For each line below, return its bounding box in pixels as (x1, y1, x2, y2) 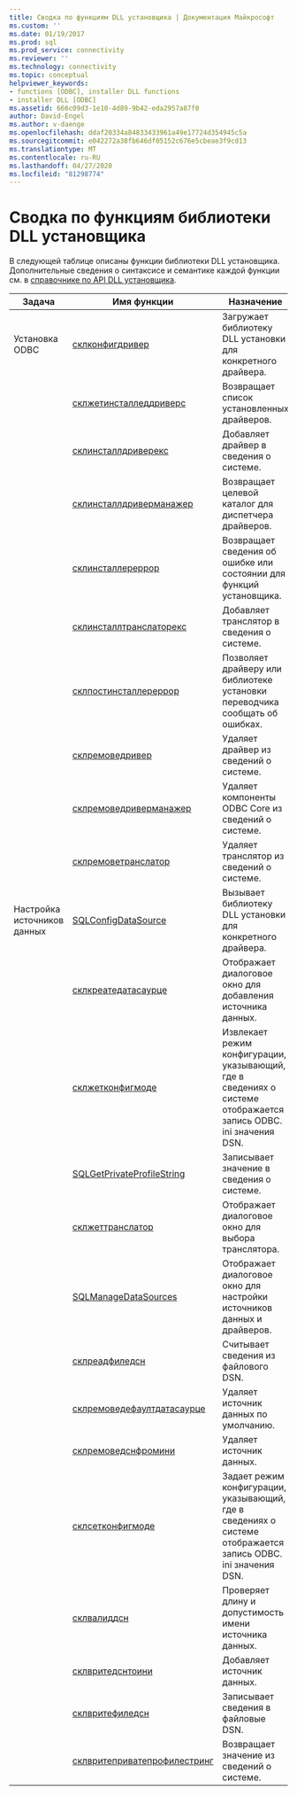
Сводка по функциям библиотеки (9, 207, 271, 228)
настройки (222, 1291, 268, 1303)
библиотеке (222, 674, 273, 687)
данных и (222, 1313, 263, 1325)
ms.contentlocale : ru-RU (9, 152, 101, 162)
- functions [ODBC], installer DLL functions (9, 87, 179, 96)
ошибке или (222, 556, 274, 569)
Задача (21, 296, 56, 308)
